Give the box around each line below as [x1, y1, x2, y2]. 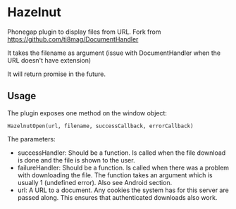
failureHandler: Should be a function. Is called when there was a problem [17, 163, 230, 172]
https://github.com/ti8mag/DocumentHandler [7, 34, 139, 43]
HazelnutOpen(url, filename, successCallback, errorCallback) [7, 122, 194, 129]
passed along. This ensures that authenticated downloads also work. [17, 193, 218, 201]
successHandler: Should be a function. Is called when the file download [17, 148, 226, 157]
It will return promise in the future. [7, 70, 106, 78]
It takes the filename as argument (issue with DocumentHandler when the [7, 49, 221, 57]
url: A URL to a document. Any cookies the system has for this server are [17, 186, 229, 194]
